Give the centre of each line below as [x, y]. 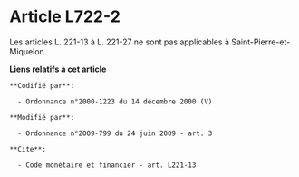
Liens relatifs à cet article [58, 69]
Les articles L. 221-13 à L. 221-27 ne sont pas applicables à [119, 42]
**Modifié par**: [42, 117]
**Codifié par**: [42, 85]
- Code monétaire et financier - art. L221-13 [107, 165]
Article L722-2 [65, 17]
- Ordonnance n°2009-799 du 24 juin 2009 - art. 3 [115, 133]
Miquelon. [28, 51]
